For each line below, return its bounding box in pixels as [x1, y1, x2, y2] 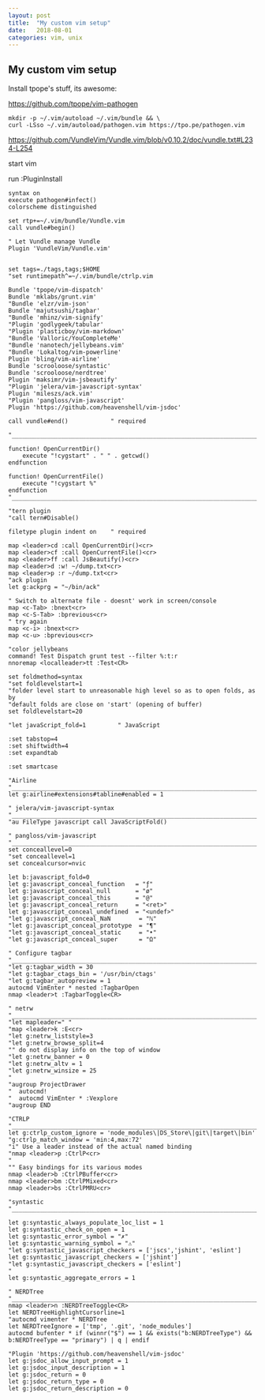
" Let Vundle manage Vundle [8, 238, 101, 246]
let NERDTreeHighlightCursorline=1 [8, 1308, 125, 1317]
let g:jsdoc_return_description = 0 [8, 1385, 129, 1393]
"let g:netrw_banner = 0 [8, 1053, 90, 1061]
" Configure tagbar [8, 949, 73, 958]
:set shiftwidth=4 [8, 742, 69, 750]
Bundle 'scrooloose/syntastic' [8, 362, 111, 370]
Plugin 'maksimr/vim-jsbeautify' [8, 376, 118, 384]
